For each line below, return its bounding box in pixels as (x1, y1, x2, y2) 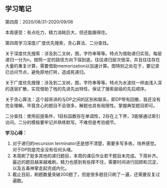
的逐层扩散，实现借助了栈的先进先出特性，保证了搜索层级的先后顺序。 (5, 86, 149, 92)
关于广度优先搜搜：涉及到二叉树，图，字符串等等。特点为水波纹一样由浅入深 (5, 79, 162, 85)
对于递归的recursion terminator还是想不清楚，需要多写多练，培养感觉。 (12, 140, 159, 146)
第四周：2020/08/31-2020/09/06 (5, 19, 74, 25)
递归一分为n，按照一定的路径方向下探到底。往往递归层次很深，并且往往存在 (5, 57, 161, 63)
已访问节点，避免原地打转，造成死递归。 (5, 69, 88, 75)
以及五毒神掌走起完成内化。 (12, 165, 70, 171)
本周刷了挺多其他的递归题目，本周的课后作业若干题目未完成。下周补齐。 (12, 153, 161, 159)
